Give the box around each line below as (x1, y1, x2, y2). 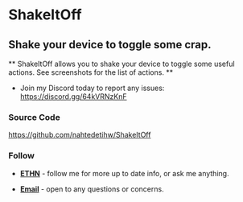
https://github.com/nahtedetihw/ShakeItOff (8, 130, 151, 140)
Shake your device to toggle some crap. (8, 38, 212, 52)
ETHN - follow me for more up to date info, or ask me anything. (19, 168, 229, 178)
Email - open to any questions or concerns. (19, 183, 164, 194)
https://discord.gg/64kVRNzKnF (19, 92, 127, 101)
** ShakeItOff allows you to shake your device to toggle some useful (8, 59, 235, 68)
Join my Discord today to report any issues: (19, 83, 165, 93)
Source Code (8, 111, 60, 122)
